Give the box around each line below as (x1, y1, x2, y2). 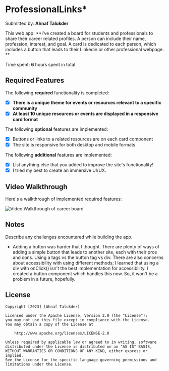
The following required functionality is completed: (5, 90, 109, 96)
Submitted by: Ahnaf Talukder (5, 20, 69, 26)
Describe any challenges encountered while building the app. (5, 234, 133, 240)
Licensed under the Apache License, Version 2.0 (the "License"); (5, 313, 148, 318)
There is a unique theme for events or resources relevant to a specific (12, 99, 161, 105)
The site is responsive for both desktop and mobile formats (12, 141, 136, 147)
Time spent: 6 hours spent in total (5, 61, 76, 67)
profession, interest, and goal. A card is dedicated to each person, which (5, 41, 156, 47)
